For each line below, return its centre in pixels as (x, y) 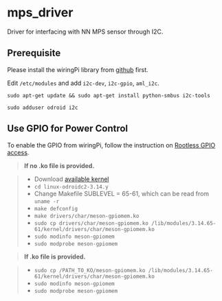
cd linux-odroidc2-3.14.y (71, 186)
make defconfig (56, 208)
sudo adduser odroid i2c (43, 108)
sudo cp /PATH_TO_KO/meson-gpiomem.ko (90, 270)
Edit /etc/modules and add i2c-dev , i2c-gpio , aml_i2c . (83, 83)
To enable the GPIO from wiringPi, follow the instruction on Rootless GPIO (111, 145)
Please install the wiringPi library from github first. (78, 69)
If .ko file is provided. (55, 256)
